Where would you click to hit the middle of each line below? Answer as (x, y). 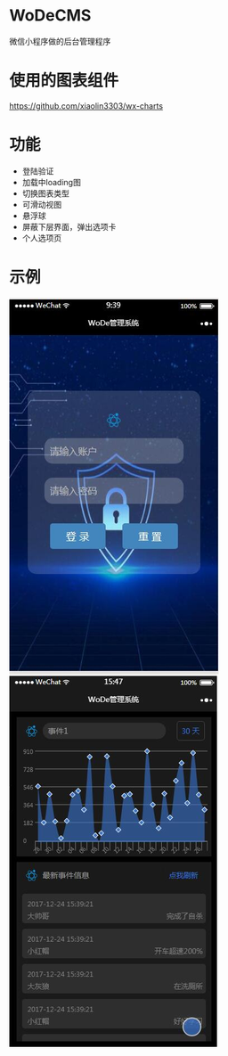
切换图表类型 (45, 193)
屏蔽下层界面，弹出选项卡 (69, 226)
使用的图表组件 (64, 81)
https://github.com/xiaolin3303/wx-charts (86, 106)
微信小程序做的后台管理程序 (60, 41)
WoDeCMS (50, 16)
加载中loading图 (52, 182)
